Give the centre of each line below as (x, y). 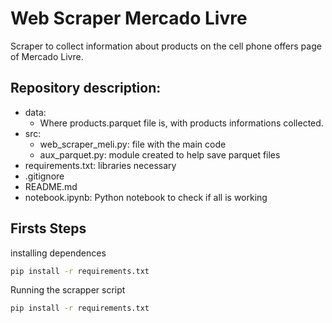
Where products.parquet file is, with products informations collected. (181, 123)
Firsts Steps (48, 228)
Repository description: (86, 88)
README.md (51, 186)
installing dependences (58, 253)
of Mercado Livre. (47, 56)
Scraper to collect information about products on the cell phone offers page (166, 46)
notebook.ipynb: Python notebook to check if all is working (146, 197)
